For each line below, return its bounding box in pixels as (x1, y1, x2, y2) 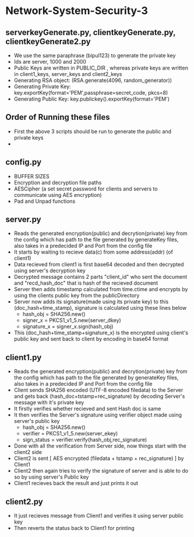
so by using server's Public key (13, 473, 89, 480)
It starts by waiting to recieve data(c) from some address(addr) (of (13, 248, 173, 255)
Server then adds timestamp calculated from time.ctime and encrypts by (13, 286, 188, 293)
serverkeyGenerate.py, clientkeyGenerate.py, (5, 27, 176, 37)
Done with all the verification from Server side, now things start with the (13, 442, 187, 449)
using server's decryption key (13, 267, 86, 274)
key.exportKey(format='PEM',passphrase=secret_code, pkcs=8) (13, 89, 168, 96)
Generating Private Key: (13, 83, 71, 90)
